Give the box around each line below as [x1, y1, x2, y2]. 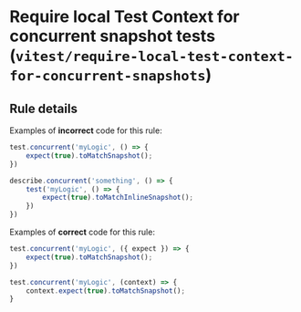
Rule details [9, 100, 78, 116]
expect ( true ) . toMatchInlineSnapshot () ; [42, 193, 194, 203]
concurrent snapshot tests [9, 26, 216, 47]
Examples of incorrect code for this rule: [9, 125, 162, 136]
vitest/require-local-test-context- [15, 48, 294, 66]
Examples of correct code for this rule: [9, 226, 155, 237]
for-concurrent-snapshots [9, 68, 206, 85]
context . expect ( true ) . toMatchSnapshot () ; [26, 286, 185, 296]
